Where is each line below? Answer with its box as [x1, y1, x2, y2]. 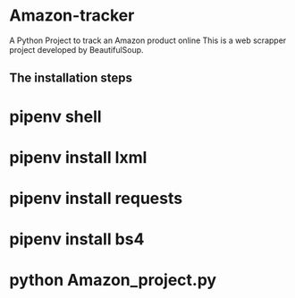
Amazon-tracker [9, 5, 135, 26]
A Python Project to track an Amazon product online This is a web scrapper [9, 35, 287, 46]
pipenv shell [9, 106, 102, 126]
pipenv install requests [9, 188, 183, 209]
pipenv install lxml [9, 147, 147, 167]
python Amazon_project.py [9, 270, 217, 291]
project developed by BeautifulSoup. [9, 44, 145, 55]
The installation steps [9, 71, 132, 86]
